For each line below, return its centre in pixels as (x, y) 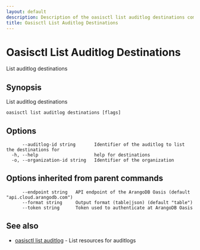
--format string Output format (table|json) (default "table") (107, 202)
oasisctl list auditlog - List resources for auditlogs (75, 240)
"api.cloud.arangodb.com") (40, 197)
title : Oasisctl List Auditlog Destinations (62, 23)
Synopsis (24, 87)
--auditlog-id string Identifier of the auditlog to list (103, 144)
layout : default (26, 12)
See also (22, 226)
